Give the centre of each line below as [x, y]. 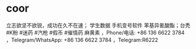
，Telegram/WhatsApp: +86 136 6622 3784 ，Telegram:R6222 [82, 40]
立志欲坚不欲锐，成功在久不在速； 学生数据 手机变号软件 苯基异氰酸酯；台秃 [98, 25]
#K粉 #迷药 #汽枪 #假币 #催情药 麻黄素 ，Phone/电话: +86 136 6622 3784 [95, 32]
